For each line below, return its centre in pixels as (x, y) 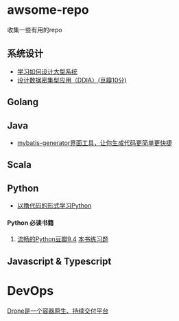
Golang (23, 102)
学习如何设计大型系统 (47, 71)
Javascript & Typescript (59, 261)
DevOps (31, 290)
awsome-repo (48, 10)
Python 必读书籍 (31, 223)
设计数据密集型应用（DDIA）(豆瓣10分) (72, 80)
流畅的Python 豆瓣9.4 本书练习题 (62, 239)
